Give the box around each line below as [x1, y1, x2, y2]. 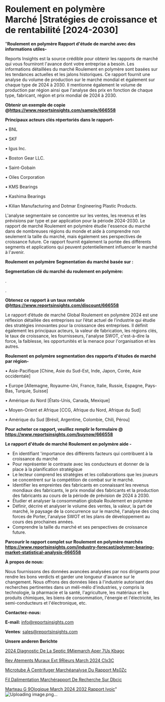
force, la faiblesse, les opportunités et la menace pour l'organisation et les [5, 338, 156, 344]
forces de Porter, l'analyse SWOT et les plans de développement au [12, 513, 150, 519]
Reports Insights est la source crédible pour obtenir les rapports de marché [5, 55, 158, 61]
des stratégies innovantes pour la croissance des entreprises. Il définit [5, 322, 148, 328]
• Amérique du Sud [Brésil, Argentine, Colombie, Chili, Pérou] [5, 416, 130, 422]
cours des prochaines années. [12, 519, 74, 525]
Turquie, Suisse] [15, 388, 48, 394]
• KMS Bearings [5, 184, 38, 190]
